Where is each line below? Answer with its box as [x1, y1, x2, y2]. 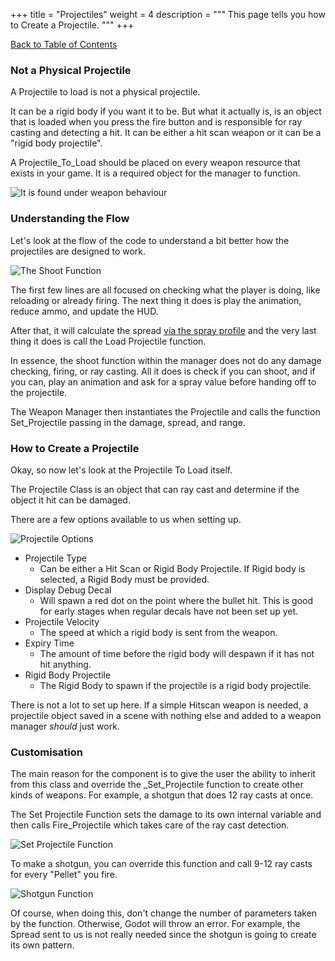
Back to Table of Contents [10, 39, 118, 50]
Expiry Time [24, 637, 75, 649]
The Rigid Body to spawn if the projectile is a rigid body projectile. [39, 679, 312, 691]
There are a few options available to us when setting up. [10, 513, 242, 525]
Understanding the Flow [10, 212, 130, 226]
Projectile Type [24, 552, 87, 564]
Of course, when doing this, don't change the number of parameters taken [10, 907, 318, 919]
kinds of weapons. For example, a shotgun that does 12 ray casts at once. [10, 789, 314, 801]
